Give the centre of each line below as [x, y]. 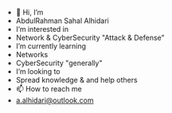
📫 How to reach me [49, 89]
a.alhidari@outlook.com [55, 100]
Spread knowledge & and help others [76, 80]
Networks [32, 55]
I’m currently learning [51, 46]
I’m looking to [38, 71]
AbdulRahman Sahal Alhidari [62, 21]
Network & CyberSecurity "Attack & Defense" [90, 37]
